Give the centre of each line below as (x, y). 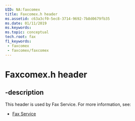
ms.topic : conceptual (27, 32)
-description (24, 92)
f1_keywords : (18, 41)
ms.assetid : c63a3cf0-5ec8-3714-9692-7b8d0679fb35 (58, 19)
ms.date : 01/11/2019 (26, 23)
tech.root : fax (20, 37)
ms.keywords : (18, 28)
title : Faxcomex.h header (31, 14)
